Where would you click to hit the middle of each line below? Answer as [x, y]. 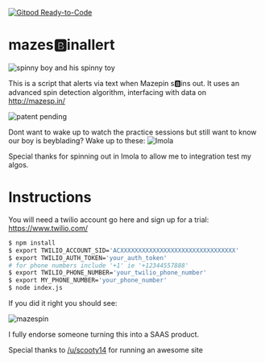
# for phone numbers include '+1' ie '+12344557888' [99, 266]
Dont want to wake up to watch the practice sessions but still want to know [132, 132]
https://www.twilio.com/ [48, 228]
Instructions [50, 198]
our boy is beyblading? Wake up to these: [77, 140]
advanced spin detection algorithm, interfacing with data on [108, 92]
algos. [19, 164]
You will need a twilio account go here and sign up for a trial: [109, 219]
